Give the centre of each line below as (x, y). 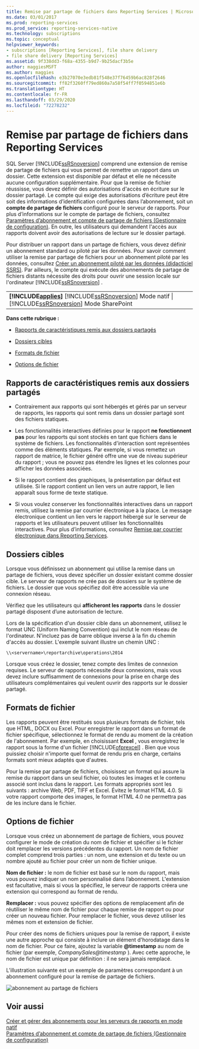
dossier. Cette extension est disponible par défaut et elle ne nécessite (91, 176)
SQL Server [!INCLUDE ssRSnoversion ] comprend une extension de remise (97, 164)
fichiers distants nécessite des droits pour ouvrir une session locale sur (93, 276)
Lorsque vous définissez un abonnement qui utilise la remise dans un (90, 569)
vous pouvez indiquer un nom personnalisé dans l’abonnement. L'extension (98, 879)
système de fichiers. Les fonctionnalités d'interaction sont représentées (102, 443)
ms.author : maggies (30, 72)
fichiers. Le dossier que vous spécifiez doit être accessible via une (87, 587)
